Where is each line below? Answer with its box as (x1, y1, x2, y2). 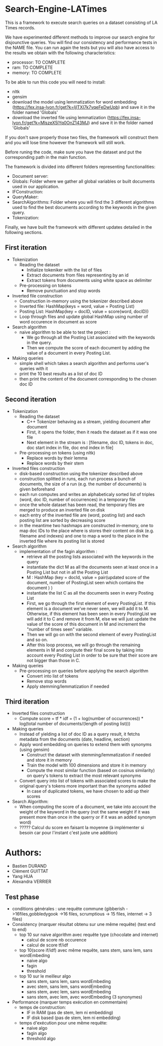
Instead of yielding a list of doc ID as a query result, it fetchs (19, 731, 140, 737)
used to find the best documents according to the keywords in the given (12, 204, 157, 210)
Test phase (5, 893, 40, 901)
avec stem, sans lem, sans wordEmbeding (26, 983, 111, 990)
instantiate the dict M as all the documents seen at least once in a (26, 564, 158, 570)
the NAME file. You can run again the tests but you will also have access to (5, 44, 155, 50)
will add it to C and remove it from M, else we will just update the (26, 616, 157, 621)
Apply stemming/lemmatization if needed (26, 683, 109, 689)
